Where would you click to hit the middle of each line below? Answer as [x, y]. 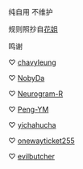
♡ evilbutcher [31, 156]
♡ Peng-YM [29, 109]
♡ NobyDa [27, 78]
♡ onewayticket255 [41, 141]
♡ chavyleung [32, 62]
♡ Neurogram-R [36, 94]
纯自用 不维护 [31, 12]
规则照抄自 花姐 [33, 29]
